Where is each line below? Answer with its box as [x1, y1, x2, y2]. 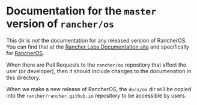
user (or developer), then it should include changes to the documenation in [6, 67, 192, 74]
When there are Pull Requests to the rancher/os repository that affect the [6, 61, 187, 68]
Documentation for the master [6, 4, 157, 18]
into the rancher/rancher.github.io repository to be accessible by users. [6, 92, 187, 99]
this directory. [6, 74, 41, 81]
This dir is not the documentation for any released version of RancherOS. [6, 37, 187, 44]
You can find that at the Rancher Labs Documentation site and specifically [6, 43, 189, 50]
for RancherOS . [6, 49, 44, 56]
